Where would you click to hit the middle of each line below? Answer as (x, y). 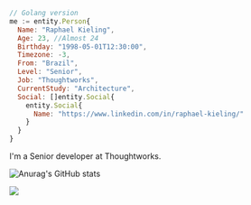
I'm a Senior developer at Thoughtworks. (85, 156)
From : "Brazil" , (48, 63)
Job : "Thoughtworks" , (58, 80)
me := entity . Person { (50, 21)
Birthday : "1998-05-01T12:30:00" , (82, 47)
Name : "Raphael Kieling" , (66, 30)
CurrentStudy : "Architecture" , (76, 89)
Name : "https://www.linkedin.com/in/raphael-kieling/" (139, 114)
